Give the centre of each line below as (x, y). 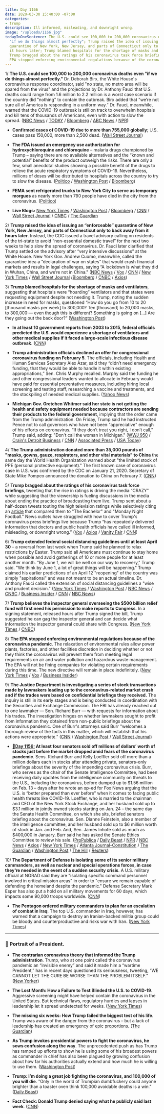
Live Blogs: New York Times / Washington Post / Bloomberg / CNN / (81, 211)
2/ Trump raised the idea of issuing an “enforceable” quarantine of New (79, 225)
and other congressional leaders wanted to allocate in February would (82, 379)
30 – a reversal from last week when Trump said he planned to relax (73, 547)
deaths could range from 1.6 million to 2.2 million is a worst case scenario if (81, 95)
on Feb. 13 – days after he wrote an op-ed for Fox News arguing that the (84, 788)
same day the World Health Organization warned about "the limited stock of (81, 460)
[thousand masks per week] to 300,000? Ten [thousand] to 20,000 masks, (80, 308)
